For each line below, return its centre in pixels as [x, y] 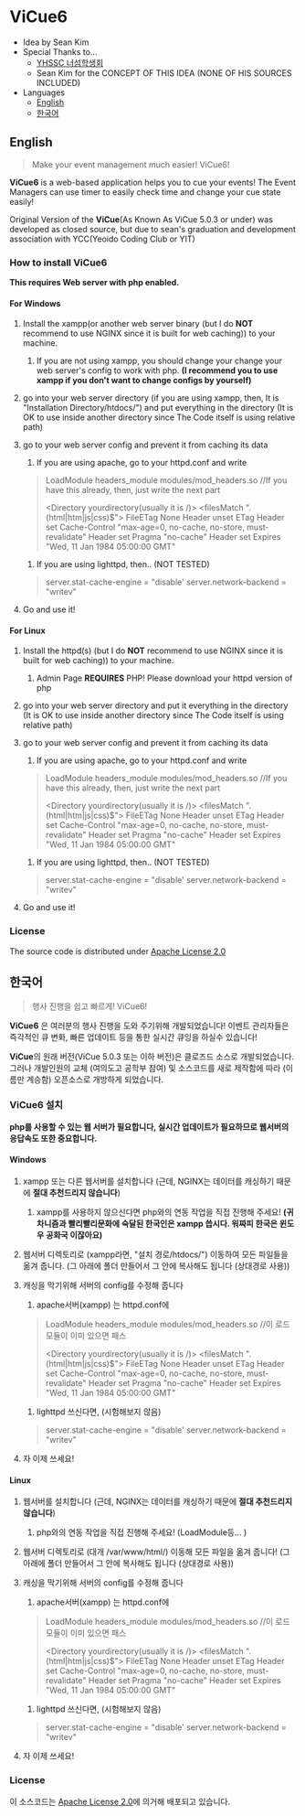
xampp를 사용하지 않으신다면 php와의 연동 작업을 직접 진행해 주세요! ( [161, 1212]
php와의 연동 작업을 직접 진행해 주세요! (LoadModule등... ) [142, 1532]
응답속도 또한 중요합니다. [53, 1138]
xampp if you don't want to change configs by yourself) [144, 381]
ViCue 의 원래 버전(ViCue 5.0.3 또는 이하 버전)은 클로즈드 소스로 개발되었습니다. [152, 1056]
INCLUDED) [58, 82]
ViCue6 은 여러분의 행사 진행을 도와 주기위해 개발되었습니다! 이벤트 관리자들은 [149, 1026]
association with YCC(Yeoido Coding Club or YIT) [103, 239]
